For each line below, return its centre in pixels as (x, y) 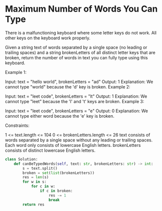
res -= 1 (57, 195)
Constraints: (17, 125)
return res (34, 204)
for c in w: (43, 186)
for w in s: (35, 182)
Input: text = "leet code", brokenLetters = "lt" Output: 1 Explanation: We (76, 96)
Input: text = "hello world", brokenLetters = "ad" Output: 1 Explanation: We (79, 82)
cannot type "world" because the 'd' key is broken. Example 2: (68, 87)
